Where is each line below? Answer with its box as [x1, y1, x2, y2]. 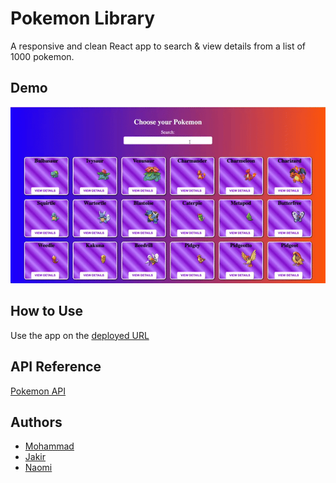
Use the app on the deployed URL [10, 329, 150, 341]
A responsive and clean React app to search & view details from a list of [10, 40, 307, 52]
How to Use [10, 303, 84, 320]
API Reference [10, 358, 102, 376]
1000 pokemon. [10, 50, 75, 62]
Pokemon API [10, 385, 67, 397]
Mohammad [24, 440, 75, 452]
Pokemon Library [10, 7, 156, 30]
